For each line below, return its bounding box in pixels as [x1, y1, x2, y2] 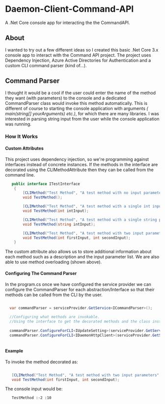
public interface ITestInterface [11, 181, 80, 186]
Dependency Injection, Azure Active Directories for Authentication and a [5, 57, 151, 63]
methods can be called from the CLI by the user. [5, 292, 103, 298]
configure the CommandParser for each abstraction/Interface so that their [5, 286, 155, 292]
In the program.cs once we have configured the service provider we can [5, 281, 151, 287]
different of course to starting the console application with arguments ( [5, 105, 148, 111]
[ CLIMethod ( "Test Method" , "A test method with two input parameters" [11, 373, 160, 378]
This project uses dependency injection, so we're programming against [5, 156, 149, 162]
